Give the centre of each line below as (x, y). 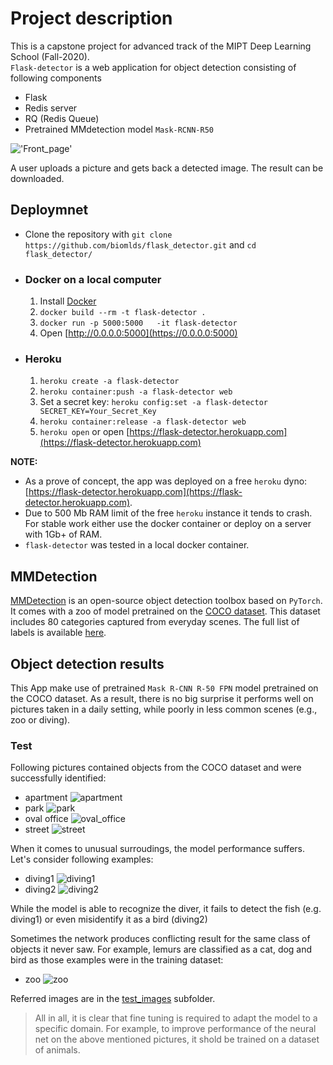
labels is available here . (58, 633)
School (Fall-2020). (50, 56)
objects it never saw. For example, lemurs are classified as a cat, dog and (161, 949)
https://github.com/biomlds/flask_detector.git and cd (140, 244)
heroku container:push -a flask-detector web (136, 392)
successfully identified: (58, 778)
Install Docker (68, 301)
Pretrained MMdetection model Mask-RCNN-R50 (119, 129)
